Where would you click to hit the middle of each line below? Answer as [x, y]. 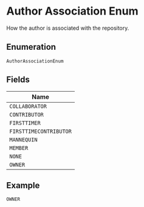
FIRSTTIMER [25, 123]
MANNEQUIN [23, 140]
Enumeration [31, 47]
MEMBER [19, 148]
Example [23, 185]
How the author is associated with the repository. [68, 28]
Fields [18, 80]
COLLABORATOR [28, 106]
